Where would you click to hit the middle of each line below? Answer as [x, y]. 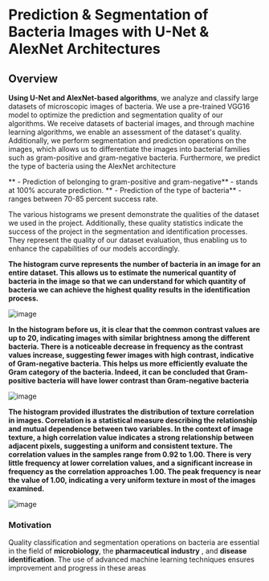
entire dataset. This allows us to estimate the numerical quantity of [122, 272]
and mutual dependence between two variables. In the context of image [131, 429]
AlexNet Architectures [84, 49]
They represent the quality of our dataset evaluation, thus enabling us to [128, 240]
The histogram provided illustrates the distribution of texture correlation [131, 412]
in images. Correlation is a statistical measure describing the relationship [133, 420]
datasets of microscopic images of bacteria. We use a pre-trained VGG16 [129, 106]
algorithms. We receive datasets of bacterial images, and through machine [131, 123]
